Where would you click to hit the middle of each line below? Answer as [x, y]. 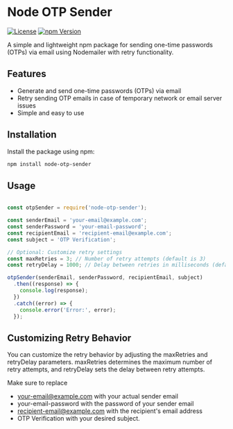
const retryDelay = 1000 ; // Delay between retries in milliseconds [108, 265]
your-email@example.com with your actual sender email [98, 396]
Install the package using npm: [51, 151]
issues [26, 106]
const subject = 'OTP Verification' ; [62, 239]
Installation [32, 135]
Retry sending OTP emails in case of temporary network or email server [120, 98]
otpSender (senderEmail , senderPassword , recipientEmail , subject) [105, 278]
